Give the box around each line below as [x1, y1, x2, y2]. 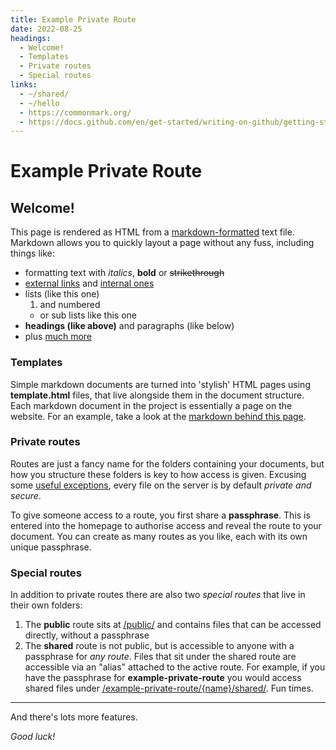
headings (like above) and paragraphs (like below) [24, 320, 235, 332]
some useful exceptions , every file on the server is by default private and [10, 479, 312, 491]
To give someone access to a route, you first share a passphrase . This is [10, 509, 311, 521]
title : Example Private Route [10, 14, 137, 25]
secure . [10, 489, 42, 501]
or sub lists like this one [39, 309, 137, 321]
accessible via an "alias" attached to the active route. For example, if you [24, 661, 326, 673]
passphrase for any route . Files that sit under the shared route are [24, 651, 297, 663]
